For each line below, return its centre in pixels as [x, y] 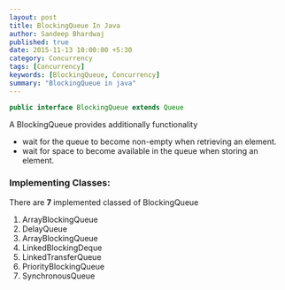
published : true [39, 42]
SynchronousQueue [58, 276]
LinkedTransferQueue [62, 256]
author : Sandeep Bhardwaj [57, 34]
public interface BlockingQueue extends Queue [96, 107]
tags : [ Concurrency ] [47, 67]
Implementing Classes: [60, 183]
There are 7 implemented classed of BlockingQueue [104, 202]
